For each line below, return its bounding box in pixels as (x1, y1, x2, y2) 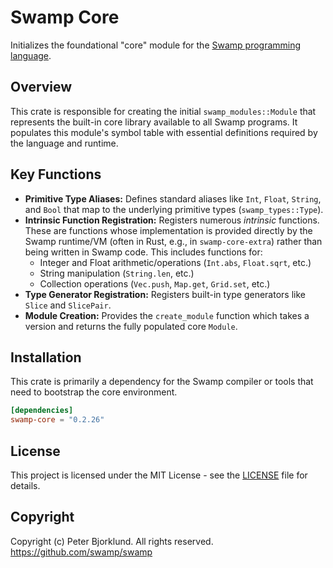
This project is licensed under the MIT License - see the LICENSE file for (10, 469, 308, 481)
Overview (10, 79, 73, 96)
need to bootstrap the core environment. (10, 386, 178, 398)
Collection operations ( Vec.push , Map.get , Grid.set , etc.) (39, 277, 271, 290)
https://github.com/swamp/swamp (10, 546, 153, 558)
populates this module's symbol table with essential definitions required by (10, 126, 318, 138)
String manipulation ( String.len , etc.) (39, 267, 195, 279)
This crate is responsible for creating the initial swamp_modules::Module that (10, 105, 317, 117)
